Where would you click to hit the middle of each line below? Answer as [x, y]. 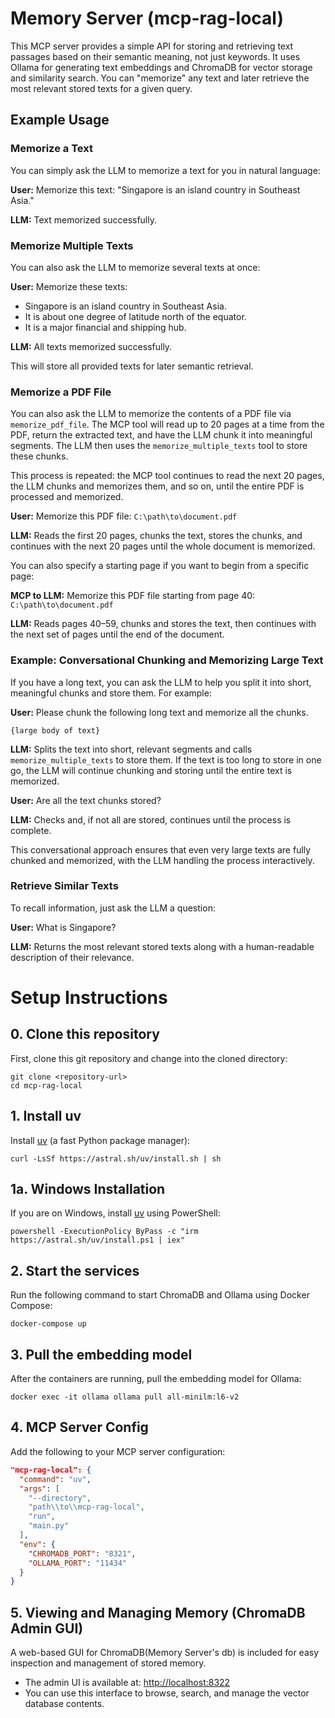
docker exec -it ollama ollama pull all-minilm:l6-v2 [125, 1397]
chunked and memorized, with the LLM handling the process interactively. [162, 860]
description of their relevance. [72, 957]
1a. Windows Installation [88, 1189]
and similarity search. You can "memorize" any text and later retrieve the [160, 78]
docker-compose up [48, 1324]
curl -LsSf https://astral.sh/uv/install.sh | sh [116, 1158]
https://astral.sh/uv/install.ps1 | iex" [98, 1240]
